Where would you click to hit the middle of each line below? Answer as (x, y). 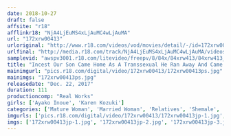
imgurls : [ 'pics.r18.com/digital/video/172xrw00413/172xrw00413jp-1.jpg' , (117, 115)
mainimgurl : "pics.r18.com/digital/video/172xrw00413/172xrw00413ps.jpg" (115, 71)
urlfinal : (21, 52)
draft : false (26, 20)
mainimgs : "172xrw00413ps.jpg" (52, 77)
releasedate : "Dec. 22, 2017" (51, 84)
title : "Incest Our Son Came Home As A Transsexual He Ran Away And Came (115, 65)
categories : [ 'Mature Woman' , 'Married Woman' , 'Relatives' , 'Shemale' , (113, 109)
